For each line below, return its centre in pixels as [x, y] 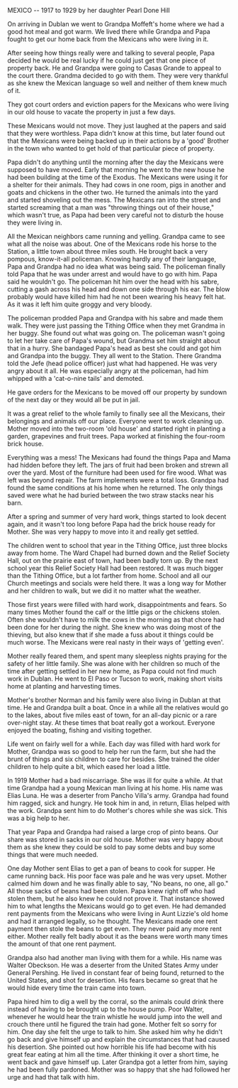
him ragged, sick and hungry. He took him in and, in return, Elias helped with [119, 803]
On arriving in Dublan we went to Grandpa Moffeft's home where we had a [116, 24]
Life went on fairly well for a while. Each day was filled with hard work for [114, 744]
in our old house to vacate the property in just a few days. [91, 112]
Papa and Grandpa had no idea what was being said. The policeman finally [117, 266]
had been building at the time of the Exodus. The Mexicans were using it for [118, 177]
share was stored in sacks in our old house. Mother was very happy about [115, 839]
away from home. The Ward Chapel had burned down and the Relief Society [119, 553]
